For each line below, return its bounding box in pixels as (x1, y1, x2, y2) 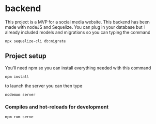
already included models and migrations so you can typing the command (5, 29, 151, 35)
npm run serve (5, 115, 34, 120)
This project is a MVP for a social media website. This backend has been (5, 19, 150, 25)
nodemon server (5, 92, 36, 97)
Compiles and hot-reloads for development (5, 103, 109, 110)
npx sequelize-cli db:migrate (5, 38, 66, 44)
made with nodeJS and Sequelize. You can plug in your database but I (5, 24, 145, 30)
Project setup (5, 52, 47, 60)
